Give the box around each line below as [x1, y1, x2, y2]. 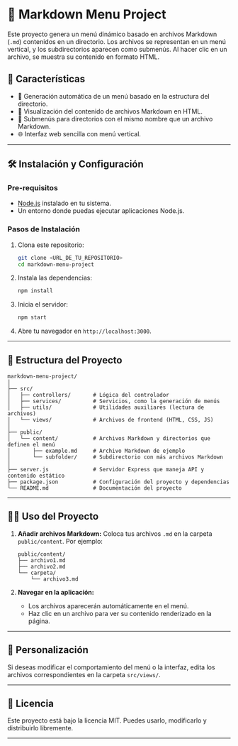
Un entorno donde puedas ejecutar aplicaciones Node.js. [17, 207, 185, 215]
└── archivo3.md [30, 575, 79, 583]
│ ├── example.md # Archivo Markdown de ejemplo [7, 447, 186, 455]
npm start [17, 314, 47, 322]
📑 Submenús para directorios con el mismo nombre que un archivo [17, 114, 213, 123]
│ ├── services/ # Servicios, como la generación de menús [7, 397, 220, 405]
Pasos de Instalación [7, 224, 80, 234]
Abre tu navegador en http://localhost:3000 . [17, 327, 152, 336]
